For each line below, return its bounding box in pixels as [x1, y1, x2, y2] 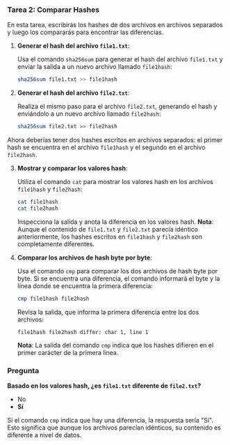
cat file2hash [17, 204, 58, 212]
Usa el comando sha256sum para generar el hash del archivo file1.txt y [17, 55, 224, 63]
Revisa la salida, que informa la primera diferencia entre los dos [17, 308, 199, 316]
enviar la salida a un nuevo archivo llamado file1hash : [17, 63, 172, 71]
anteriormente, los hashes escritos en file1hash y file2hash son [17, 232, 203, 241]
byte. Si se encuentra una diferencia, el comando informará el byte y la [17, 274, 220, 282]
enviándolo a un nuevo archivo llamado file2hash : [17, 110, 161, 118]
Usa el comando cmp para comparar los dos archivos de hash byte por [17, 266, 218, 275]
